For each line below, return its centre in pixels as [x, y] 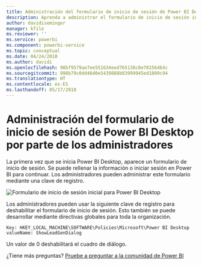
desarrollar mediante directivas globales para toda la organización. [89, 216]
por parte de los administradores [90, 145]
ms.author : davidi [29, 62]
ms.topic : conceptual [33, 51]
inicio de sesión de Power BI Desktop [100, 132]
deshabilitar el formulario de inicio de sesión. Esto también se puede [91, 210]
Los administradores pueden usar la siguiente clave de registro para [90, 204]
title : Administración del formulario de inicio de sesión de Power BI [98, 12]
